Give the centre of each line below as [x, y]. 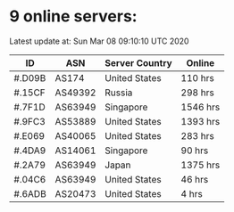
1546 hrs [201, 107]
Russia [119, 93]
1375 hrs [201, 165]
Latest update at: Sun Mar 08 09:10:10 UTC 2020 [99, 41]
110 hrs [197, 77]
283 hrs [197, 135]
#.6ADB [30, 193]
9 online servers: [73, 16]
